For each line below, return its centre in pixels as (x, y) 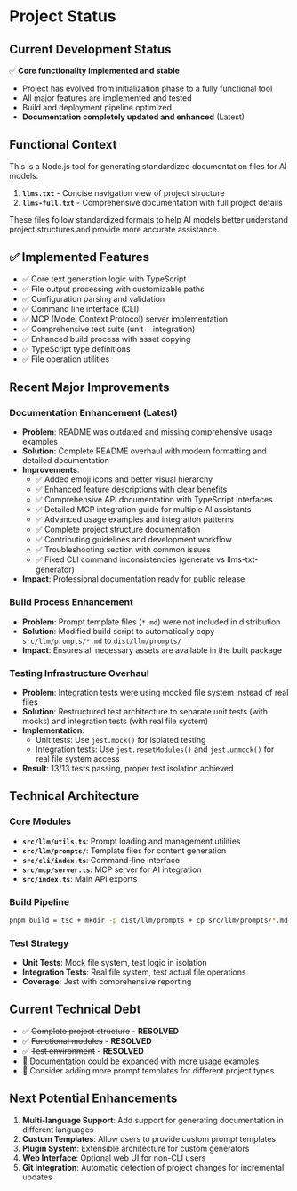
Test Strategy (39, 943)
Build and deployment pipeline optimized (96, 107)
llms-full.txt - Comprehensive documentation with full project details (152, 202)
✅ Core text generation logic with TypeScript (104, 279)
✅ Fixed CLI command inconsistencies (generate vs (130, 559)
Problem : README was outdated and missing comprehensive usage (147, 432)
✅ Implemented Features (79, 257)
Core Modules (40, 821)
